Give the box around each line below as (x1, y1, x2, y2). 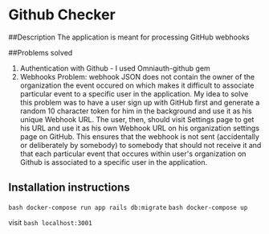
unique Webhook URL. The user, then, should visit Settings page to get (19, 114, 255, 124)
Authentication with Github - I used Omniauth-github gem (19, 63, 210, 73)
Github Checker (8, 6, 116, 24)
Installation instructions (8, 181, 130, 195)
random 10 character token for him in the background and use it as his (19, 106, 252, 116)
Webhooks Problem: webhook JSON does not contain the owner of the (19, 72, 255, 81)
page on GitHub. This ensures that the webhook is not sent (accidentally (19, 131, 259, 142)
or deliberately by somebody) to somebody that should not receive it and (19, 140, 262, 150)
